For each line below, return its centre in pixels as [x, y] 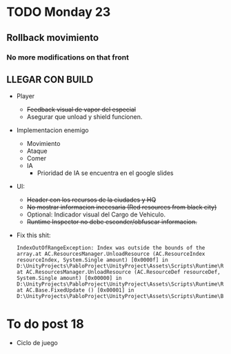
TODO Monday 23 [59, 12]
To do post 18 [45, 324]
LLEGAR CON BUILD [50, 79]
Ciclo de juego [37, 343]
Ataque [37, 151]
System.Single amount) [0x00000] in [69, 278]
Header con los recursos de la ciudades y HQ [91, 200]
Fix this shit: [33, 235]
